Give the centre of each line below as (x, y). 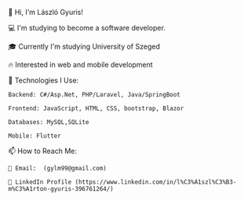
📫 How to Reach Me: (42, 151)
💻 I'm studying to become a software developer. (87, 28)
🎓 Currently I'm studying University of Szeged (84, 46)
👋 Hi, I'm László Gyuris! (46, 12)
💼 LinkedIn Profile (40, 182)
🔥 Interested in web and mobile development (80, 64)
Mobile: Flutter (35, 136)
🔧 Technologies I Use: (44, 80)
